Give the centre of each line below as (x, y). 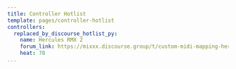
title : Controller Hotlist (47, 14)
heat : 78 (33, 54)
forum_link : (37, 46)
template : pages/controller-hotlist (61, 20)
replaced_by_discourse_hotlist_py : (66, 33)
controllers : (26, 27)
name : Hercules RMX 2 (51, 40)
